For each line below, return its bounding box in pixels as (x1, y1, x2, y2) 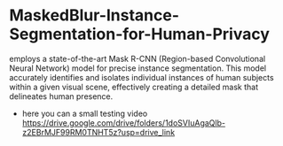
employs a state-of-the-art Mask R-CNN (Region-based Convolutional (9, 53, 266, 64)
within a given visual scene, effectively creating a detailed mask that (9, 81, 259, 92)
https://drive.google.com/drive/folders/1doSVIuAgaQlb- (21, 117, 226, 128)
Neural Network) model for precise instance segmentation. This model (9, 63, 267, 73)
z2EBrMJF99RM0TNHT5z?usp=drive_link (21, 127, 176, 137)
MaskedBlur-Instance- (9, 5, 180, 26)
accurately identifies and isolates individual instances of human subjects (9, 72, 274, 82)
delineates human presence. (9, 90, 114, 102)
